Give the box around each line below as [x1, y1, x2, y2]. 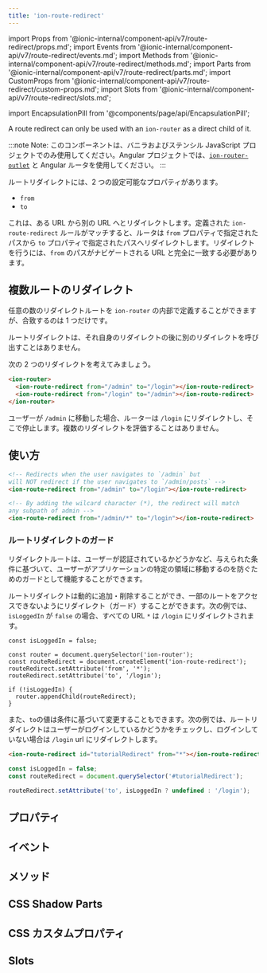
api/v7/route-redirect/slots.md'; [8, 92, 111, 102]
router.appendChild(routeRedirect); [15, 692, 137, 701]
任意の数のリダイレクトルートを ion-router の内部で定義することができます [8, 306, 257, 316]
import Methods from [118, 50, 189, 60]
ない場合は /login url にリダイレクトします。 [14, 735, 162, 744]
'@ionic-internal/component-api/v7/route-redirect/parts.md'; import [8, 67, 231, 77]
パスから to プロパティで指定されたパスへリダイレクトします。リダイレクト [8, 237, 255, 247]
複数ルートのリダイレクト [8, 284, 133, 297]
